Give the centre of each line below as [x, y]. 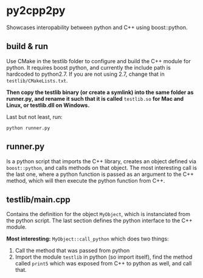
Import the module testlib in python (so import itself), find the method [104, 257]
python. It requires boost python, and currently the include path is [89, 67]
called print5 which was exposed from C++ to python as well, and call [103, 263]
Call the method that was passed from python [72, 251]
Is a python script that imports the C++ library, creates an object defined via [101, 161]
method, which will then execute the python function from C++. [86, 180]
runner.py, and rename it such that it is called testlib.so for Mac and [95, 98]
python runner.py [28, 128]
